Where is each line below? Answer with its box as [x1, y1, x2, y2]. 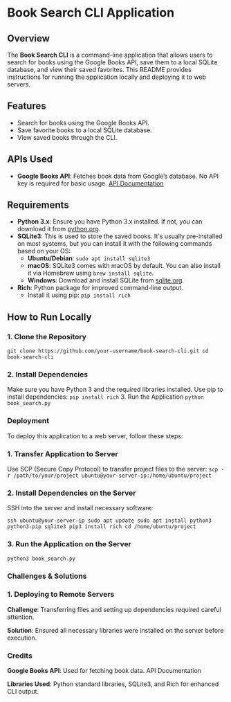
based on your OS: [17, 247, 71, 255]
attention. [7, 613, 35, 621]
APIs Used [7, 154, 53, 165]
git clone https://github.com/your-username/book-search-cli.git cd [7, 348, 209, 354]
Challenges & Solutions [7, 571, 87, 581]
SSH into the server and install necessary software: [7, 504, 154, 512]
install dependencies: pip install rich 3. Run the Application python [7, 393, 204, 401]
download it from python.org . [17, 225, 101, 233]
